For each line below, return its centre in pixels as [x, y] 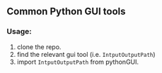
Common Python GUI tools [66, 12]
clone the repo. [39, 47]
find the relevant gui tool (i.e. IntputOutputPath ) [86, 54]
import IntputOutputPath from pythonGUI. [78, 62]
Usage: [19, 32]
